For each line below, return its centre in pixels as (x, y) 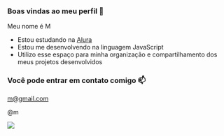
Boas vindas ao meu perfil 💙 (56, 11)
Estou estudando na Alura (55, 40)
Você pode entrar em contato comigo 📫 (76, 81)
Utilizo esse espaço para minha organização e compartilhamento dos (117, 54)
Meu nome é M (29, 27)
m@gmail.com (28, 98)
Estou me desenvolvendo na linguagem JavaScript (90, 47)
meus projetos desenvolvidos (60, 62)
